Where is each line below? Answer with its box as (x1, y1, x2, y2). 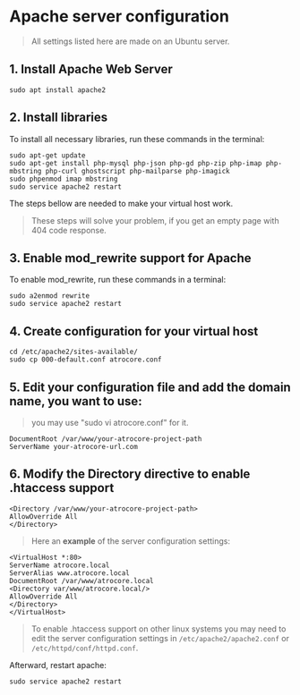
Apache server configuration (9, 6, 230, 27)
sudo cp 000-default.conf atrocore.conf (9, 355, 163, 364)
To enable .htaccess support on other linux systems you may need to (30, 623, 287, 634)
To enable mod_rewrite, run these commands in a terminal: (9, 275, 227, 285)
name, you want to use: (9, 394, 142, 409)
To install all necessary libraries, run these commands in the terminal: (9, 133, 265, 144)
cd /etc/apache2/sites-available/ (9, 347, 139, 357)
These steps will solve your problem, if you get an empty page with (30, 215, 279, 225)
